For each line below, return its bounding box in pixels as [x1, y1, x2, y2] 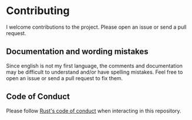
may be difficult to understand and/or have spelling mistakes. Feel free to [6, 68, 183, 76]
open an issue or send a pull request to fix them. [6, 74, 123, 81]
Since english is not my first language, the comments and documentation [6, 62, 183, 69]
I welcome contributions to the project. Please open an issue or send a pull [6, 23, 187, 30]
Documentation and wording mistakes [6, 47, 149, 57]
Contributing [6, 4, 70, 18]
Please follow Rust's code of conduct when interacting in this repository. [6, 107, 181, 114]
